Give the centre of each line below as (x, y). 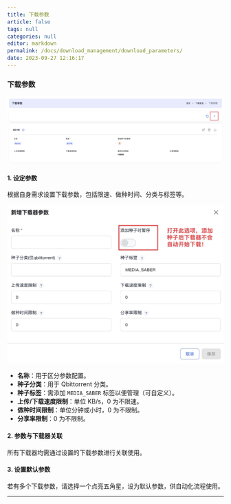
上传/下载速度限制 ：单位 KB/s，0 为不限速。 (80, 401)
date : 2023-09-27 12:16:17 (46, 59)
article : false (29, 22)
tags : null (23, 29)
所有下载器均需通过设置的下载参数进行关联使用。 (76, 452)
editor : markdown (32, 44)
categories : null (32, 36)
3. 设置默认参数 (29, 470)
